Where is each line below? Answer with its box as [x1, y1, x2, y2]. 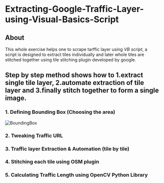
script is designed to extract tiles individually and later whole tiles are [5, 52, 144, 57]
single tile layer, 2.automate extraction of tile [5, 78, 144, 87]
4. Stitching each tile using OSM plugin [5, 158, 99, 165]
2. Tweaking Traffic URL [5, 132, 63, 139]
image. [5, 94, 27, 103]
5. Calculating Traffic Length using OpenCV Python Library [5, 172, 148, 179]
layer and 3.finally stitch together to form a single [5, 86, 159, 95]
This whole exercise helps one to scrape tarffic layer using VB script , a [5, 47, 148, 52]
